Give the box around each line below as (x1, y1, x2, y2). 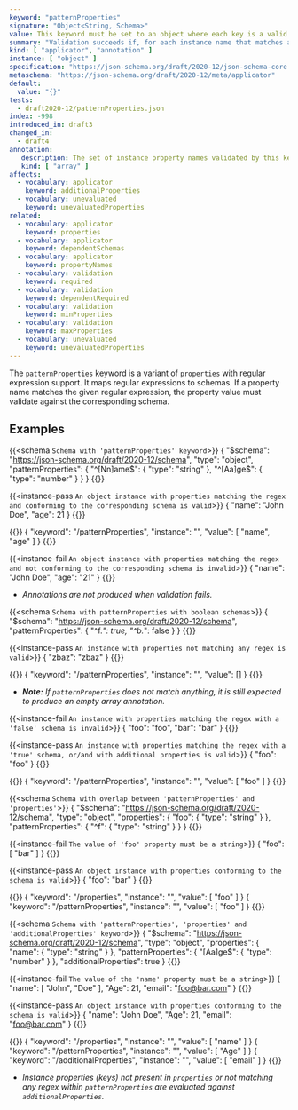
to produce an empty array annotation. (21, 696, 166, 707)
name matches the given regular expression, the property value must (9, 386, 262, 397)
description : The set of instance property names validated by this (20, 153, 279, 163)
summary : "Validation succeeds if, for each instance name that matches (9, 37, 284, 47)
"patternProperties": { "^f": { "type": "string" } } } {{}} (9, 821, 202, 832)
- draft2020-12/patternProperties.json (17, 104, 165, 113)
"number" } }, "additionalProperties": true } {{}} (9, 956, 182, 967)
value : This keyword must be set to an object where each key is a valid (9, 29, 288, 38)
